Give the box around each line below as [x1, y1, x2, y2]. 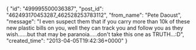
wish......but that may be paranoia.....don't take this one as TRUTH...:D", [6, 31, 184, 38]
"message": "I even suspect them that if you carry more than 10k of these [6, 18, 190, 25]
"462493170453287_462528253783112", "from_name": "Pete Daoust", [6, 11, 182, 19]
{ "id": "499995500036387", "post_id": [6, 5, 104, 12]
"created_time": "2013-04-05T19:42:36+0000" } [6, 37, 128, 44]
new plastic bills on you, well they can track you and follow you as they [6, 24, 184, 31]
